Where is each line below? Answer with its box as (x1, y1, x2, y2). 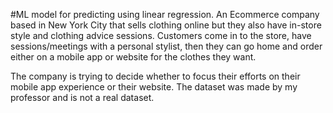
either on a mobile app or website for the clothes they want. (10, 51, 257, 63)
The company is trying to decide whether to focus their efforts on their (10, 70, 301, 82)
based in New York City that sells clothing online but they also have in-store (10, 19, 322, 31)
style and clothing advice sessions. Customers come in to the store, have (10, 30, 312, 41)
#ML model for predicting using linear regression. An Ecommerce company (10, 9, 320, 20)
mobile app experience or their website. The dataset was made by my (10, 81, 298, 93)
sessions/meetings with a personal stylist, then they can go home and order (10, 40, 323, 52)
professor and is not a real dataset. (10, 92, 155, 103)
